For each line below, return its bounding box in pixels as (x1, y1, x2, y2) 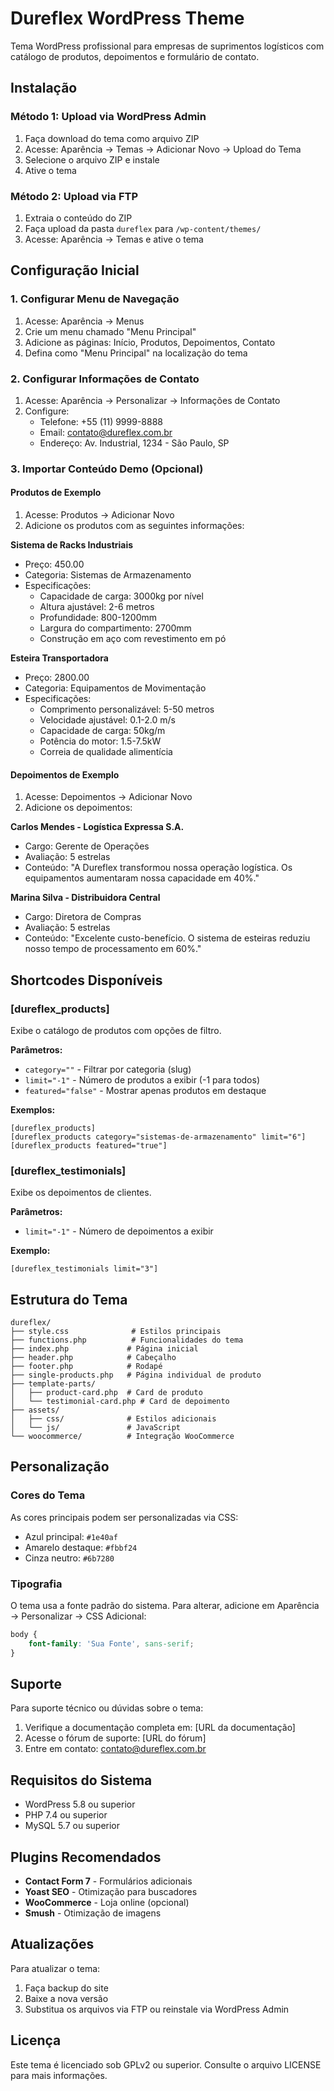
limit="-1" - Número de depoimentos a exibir (24, 1225, 214, 1237)
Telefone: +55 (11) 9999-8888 (39, 415, 163, 427)
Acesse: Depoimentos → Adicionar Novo (24, 791, 193, 803)
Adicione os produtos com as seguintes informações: (24, 520, 245, 532)
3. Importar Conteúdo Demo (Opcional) (10, 462, 204, 476)
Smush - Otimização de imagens (24, 1907, 162, 1919)
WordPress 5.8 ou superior (24, 1798, 136, 1811)
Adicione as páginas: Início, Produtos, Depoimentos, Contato (24, 336, 276, 348)
